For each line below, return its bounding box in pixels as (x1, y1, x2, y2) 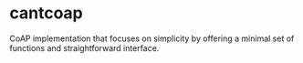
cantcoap (9, 3, 84, 24)
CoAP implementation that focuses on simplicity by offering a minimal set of (9, 33, 295, 44)
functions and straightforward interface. (9, 42, 160, 53)
